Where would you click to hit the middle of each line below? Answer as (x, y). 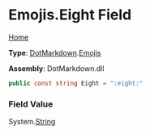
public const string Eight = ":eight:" (76, 83)
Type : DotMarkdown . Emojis (55, 52)
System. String (32, 122)
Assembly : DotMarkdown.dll (56, 68)
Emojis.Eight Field (70, 15)
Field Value (31, 104)
